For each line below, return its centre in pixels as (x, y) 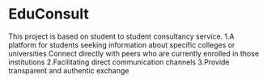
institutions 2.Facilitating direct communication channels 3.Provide (119, 62)
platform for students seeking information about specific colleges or (122, 44)
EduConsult (49, 14)
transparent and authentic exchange (69, 70)
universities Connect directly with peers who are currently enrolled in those (134, 53)
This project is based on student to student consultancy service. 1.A (121, 36)
